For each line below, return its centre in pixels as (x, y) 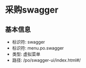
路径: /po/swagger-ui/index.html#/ (46, 60)
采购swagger (32, 10)
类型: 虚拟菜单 (26, 54)
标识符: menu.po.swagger (38, 48)
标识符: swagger (28, 42)
